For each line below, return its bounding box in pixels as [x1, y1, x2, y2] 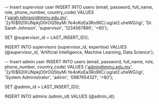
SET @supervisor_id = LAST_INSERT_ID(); [4, 34, 89, 40]
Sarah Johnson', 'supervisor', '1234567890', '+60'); [4, 25, 109, 31]
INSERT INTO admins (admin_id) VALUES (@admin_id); [4, 93, 115, 99]
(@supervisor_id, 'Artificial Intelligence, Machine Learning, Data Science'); [4, 49, 155, 55]
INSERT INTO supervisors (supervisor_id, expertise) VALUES [4, 44, 127, 50]
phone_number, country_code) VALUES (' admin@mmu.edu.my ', [4, 64, 133, 70]
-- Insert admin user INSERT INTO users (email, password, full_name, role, [4, 59, 155, 64]
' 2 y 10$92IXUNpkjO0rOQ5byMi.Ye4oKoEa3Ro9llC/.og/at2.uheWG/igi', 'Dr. [4, 20, 153, 26]
